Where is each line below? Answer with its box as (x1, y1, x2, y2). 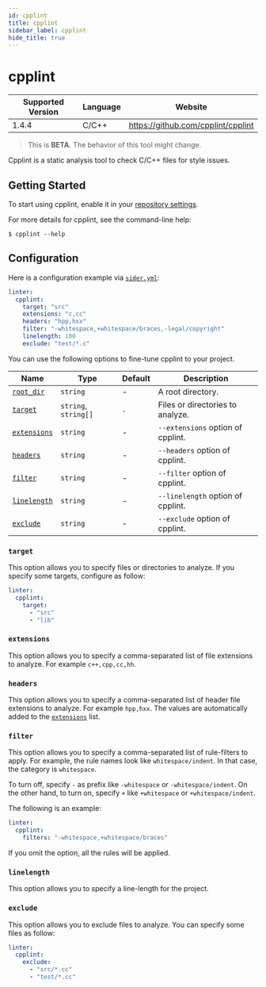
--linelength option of (158, 490, 243, 501)
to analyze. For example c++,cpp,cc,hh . (8, 659, 136, 668)
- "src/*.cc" (28, 966, 73, 974)
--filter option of (158, 467, 226, 478)
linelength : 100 (22, 332, 77, 341)
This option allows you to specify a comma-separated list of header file (8, 695, 241, 705)
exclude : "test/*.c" (22, 339, 90, 347)
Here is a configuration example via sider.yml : (8, 273, 160, 282)
